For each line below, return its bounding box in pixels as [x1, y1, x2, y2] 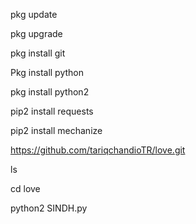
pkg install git [10, 47, 66, 59]
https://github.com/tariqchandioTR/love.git [10, 144, 186, 156]
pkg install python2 [10, 86, 90, 98]
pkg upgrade [10, 28, 63, 39]
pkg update [10, 9, 58, 20]
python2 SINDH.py [10, 202, 88, 214]
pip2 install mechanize [10, 125, 103, 136]
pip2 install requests [10, 105, 94, 117]
